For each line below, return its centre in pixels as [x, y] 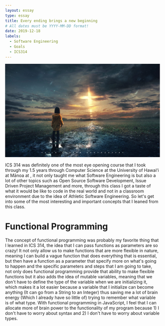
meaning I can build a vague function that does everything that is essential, [81, 256]
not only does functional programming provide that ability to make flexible [80, 272]
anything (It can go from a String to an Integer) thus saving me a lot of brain [82, 293]
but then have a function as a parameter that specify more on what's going [81, 261]
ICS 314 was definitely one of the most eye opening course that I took [75, 165]
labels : [13, 36]
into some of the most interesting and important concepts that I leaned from [82, 202]
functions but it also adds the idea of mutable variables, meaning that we [79, 277]
